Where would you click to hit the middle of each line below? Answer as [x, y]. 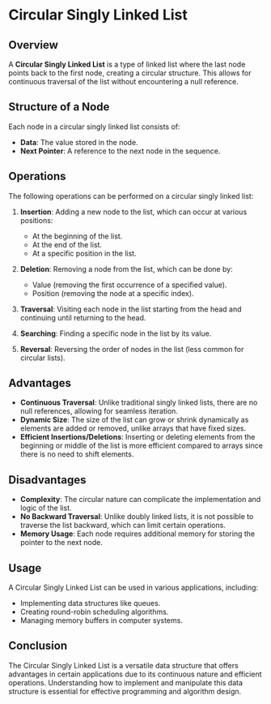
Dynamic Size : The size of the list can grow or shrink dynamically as [134, 420]
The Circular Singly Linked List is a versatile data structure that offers [123, 665]
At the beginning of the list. [77, 236]
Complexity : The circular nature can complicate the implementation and [140, 500]
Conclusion [38, 646]
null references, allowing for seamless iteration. [99, 411]
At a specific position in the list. [84, 253]
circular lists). [43, 358]
